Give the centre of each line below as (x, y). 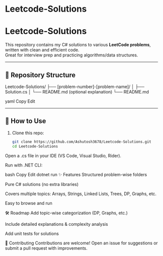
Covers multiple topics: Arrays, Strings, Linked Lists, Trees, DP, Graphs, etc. (81, 194)
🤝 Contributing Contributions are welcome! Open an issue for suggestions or (81, 243)
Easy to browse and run (29, 203)
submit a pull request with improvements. (46, 248)
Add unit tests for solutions (32, 233)
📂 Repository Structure (40, 75)
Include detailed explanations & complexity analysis (57, 224)
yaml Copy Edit (20, 101)
